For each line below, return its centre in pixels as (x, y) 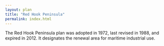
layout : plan (18, 10)
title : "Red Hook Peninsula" (35, 14)
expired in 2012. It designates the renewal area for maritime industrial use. (80, 38)
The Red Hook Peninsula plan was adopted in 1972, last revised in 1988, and (82, 33)
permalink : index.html (28, 19)
